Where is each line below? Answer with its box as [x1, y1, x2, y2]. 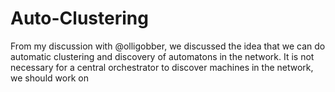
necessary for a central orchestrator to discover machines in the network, [10, 61, 314, 73]
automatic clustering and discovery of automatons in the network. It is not [10, 50, 315, 62]
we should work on [10, 72, 89, 84]
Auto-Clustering [10, 7, 149, 30]
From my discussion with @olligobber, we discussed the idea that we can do [10, 40, 326, 52]
